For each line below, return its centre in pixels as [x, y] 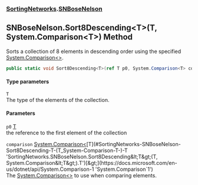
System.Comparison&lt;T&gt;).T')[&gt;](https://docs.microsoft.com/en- [92, 163]
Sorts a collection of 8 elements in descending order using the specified [94, 51]
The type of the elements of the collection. [58, 100]
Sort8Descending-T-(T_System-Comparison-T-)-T [67, 151]
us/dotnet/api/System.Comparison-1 [50, 169]
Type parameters [28, 82]
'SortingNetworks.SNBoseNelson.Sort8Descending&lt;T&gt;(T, [82, 157]
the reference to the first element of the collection [67, 133]
